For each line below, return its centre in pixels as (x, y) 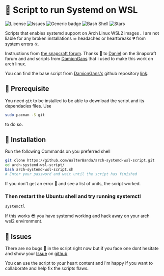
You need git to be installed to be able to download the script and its (75, 101)
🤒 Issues (18, 236)
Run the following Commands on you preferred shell (58, 151)
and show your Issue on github (36, 253)
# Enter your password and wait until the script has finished (71, 174)
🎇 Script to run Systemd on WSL (71, 10)
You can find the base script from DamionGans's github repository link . (77, 73)
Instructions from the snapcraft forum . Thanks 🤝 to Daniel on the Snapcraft (81, 53)
